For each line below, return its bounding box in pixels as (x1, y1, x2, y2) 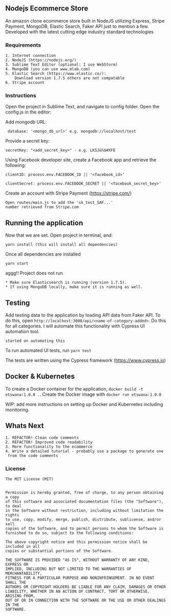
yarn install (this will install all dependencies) (5, 242, 118, 247)
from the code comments (7, 453, 58, 458)
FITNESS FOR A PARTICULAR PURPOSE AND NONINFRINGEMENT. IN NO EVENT (5, 575, 155, 581)
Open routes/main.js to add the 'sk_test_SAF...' (5, 200, 114, 205)
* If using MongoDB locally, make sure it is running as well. (5, 284, 143, 290)
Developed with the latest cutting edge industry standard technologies (5, 28, 154, 35)
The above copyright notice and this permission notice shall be (5, 539, 147, 545)
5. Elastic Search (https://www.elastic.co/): (5, 71, 106, 76)
